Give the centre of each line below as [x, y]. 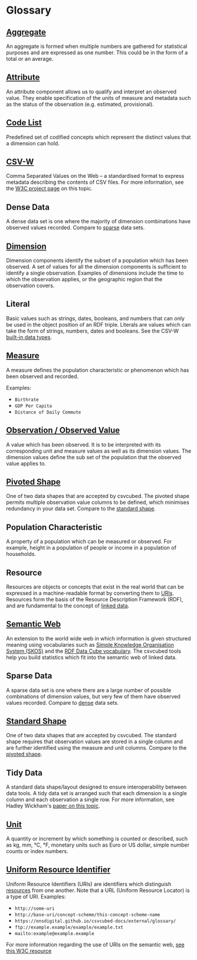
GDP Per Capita [33, 406]
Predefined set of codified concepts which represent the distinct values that [98, 137]
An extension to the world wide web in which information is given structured [98, 638]
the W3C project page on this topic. [49, 188]
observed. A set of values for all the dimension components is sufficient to [96, 267]
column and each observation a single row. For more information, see [91, 800]
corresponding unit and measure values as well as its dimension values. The [99, 451]
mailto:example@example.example [54, 933]
